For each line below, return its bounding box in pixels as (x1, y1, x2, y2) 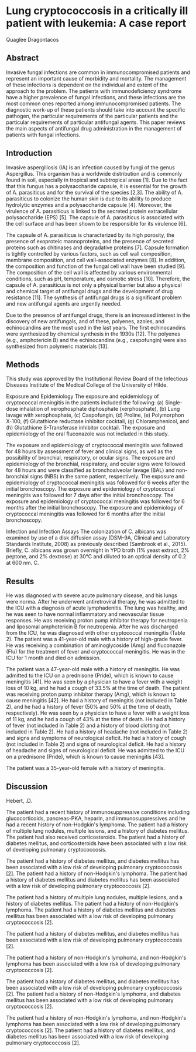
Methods (6, 360, 40, 370)
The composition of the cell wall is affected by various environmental (6, 269, 173, 276)
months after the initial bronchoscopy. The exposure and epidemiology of (6, 504, 183, 511)
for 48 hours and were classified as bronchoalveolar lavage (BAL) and (6, 467, 175, 474)
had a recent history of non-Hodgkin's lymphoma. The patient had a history (6, 821, 188, 828)
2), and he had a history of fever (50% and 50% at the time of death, (6, 703, 171, 711)
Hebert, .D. (6, 798, 32, 804)
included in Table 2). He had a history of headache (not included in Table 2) (6, 728, 188, 735)
